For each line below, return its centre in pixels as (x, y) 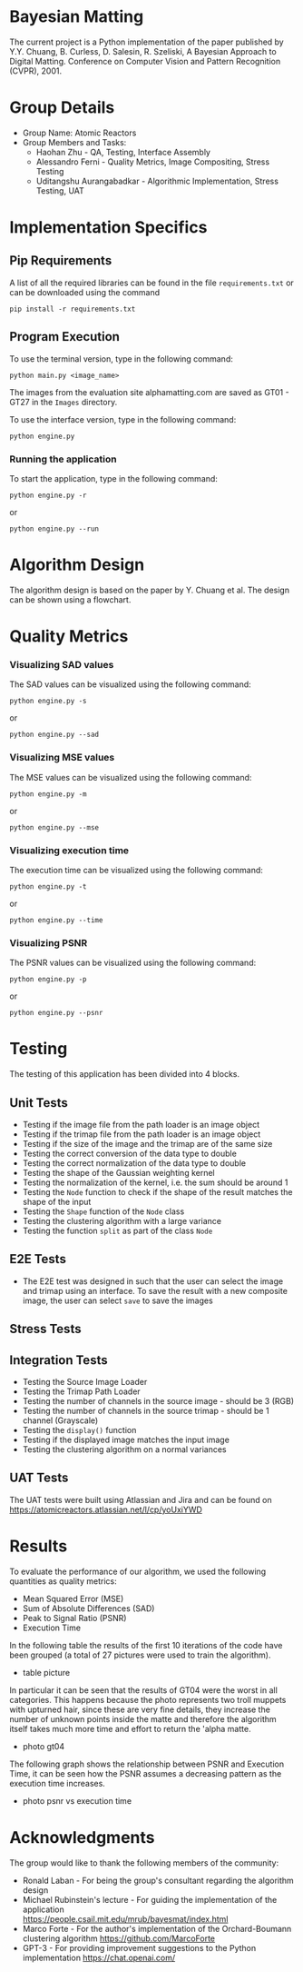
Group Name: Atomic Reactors (79, 133)
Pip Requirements (61, 261)
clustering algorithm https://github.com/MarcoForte (119, 1938)
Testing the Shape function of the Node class (103, 1211)
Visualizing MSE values (62, 758)
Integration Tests (59, 1360)
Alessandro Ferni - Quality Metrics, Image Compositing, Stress (153, 162)
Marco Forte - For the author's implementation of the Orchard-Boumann (157, 1928)
